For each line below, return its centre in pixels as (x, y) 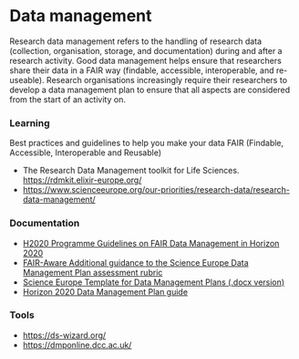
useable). (27, 79)
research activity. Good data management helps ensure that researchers (146, 60)
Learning (30, 122)
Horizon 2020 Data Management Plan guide (105, 291)
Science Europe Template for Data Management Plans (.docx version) (154, 282)
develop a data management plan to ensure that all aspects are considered (149, 90)
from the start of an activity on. (67, 99)
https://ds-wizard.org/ (64, 335)
